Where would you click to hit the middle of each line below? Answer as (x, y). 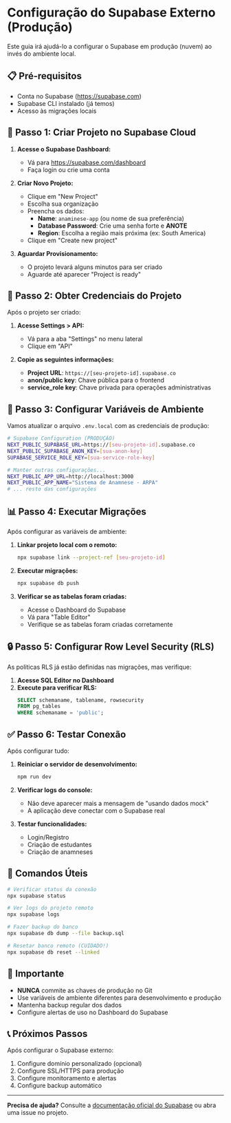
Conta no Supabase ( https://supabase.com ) (79, 96)
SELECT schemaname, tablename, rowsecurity (80, 700)
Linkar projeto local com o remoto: (67, 545)
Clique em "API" (50, 346)
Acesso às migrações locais (57, 111)
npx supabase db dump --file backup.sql (66, 934)
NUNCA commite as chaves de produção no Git (85, 990)
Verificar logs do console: (55, 790)
